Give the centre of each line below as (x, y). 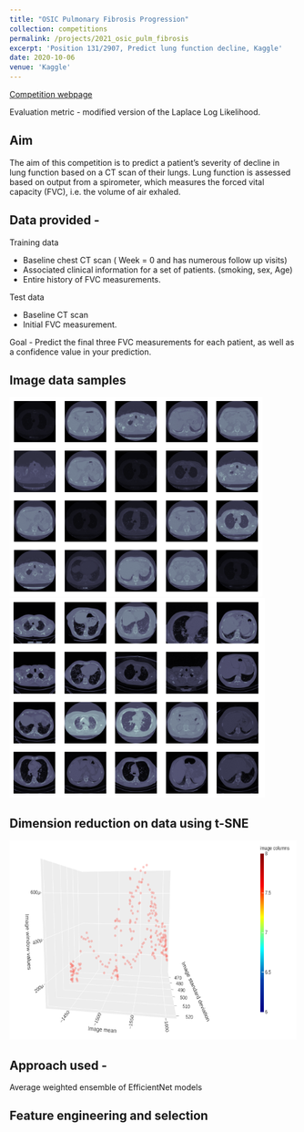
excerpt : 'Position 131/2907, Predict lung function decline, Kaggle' (146, 48)
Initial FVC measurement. (70, 324)
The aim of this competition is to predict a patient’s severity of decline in (145, 162)
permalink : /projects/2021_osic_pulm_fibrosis (99, 38)
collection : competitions (58, 29)
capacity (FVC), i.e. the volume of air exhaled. (95, 191)
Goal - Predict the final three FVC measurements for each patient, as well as (152, 342)
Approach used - (58, 1065)
